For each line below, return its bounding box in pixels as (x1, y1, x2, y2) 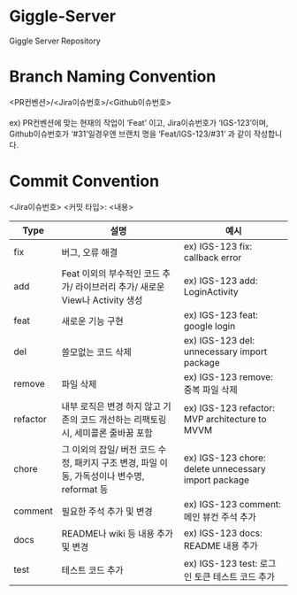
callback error (184, 251, 242, 263)
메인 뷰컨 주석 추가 (184, 511, 256, 523)
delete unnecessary (184, 462, 267, 475)
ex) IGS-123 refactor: (184, 401, 276, 413)
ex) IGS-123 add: (184, 274, 258, 287)
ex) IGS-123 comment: (184, 498, 281, 510)
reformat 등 (61, 483, 109, 495)
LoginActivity (184, 285, 239, 297)
